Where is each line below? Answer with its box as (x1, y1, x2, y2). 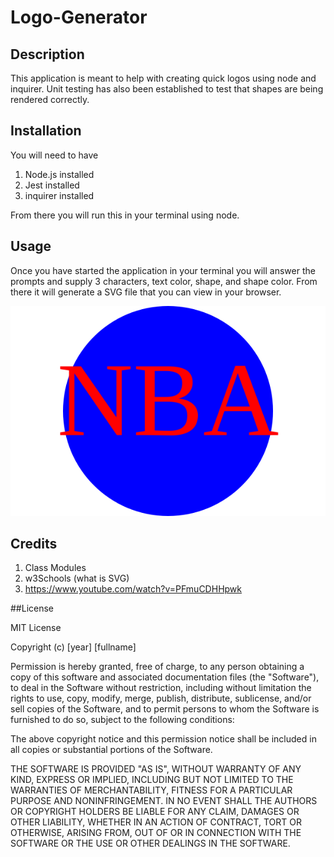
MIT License (10, 622, 62, 634)
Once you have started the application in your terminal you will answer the (10, 264, 316, 276)
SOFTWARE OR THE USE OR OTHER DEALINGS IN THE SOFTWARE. (10, 837, 291, 850)
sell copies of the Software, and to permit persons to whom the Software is (10, 703, 320, 715)
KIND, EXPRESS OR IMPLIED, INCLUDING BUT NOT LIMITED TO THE (10, 774, 294, 786)
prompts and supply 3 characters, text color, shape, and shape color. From (10, 275, 318, 287)
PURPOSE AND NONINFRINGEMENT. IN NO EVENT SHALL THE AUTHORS (10, 795, 318, 807)
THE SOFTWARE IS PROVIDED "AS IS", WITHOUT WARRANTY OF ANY (10, 763, 302, 775)
